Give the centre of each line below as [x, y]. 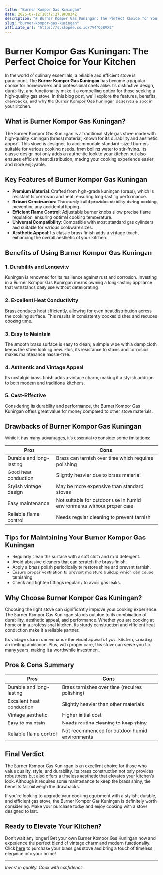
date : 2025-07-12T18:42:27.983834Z [41, 14]
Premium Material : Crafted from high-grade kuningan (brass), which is [83, 191]
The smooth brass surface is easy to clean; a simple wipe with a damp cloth [81, 344]
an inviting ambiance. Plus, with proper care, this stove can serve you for [78, 645]
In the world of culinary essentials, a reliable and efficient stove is [70, 75]
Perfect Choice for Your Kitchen [71, 62]
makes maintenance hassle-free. [38, 354]
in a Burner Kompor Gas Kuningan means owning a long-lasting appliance [79, 283]
